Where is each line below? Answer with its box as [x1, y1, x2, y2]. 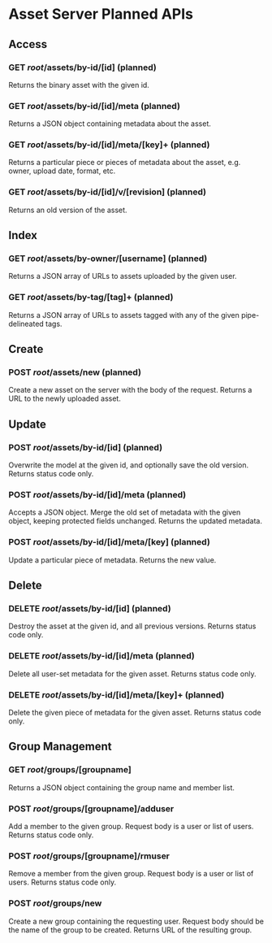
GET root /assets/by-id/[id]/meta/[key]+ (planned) [8, 139, 210, 150]
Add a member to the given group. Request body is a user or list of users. [8, 821, 254, 831]
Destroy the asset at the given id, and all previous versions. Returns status [8, 621, 257, 631]
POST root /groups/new [8, 897, 102, 909]
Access [8, 37, 47, 51]
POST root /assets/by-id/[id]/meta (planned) [8, 489, 187, 501]
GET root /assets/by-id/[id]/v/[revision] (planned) [8, 186, 207, 198]
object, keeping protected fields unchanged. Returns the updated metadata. [8, 516, 262, 526]
